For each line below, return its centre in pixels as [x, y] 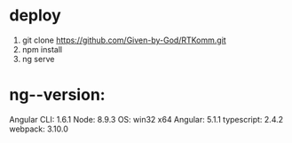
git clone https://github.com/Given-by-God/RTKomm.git [124, 40]
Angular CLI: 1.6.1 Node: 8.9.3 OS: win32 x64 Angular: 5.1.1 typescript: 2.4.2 [146, 119]
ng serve [38, 59]
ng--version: [57, 95]
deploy [36, 16]
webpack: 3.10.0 [39, 129]
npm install [42, 49]
